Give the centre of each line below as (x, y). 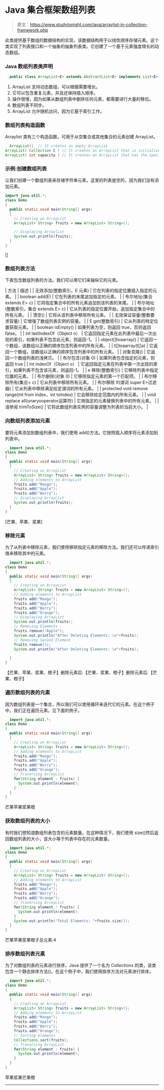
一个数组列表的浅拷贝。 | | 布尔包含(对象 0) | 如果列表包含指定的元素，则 (82, 358)
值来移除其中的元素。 (26, 553)
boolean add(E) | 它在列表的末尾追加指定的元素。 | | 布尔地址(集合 (86, 297)
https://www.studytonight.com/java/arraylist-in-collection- (89, 25)
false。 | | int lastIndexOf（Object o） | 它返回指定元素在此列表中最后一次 (79, 333)
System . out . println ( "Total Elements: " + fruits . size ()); (72, 921)
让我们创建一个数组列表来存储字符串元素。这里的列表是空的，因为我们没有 (80, 180)
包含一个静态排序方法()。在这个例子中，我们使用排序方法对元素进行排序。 (79, 971)
